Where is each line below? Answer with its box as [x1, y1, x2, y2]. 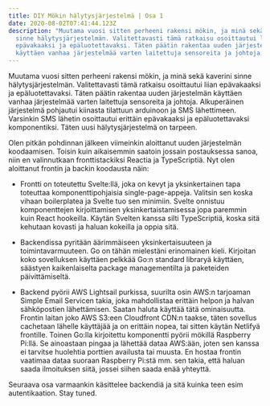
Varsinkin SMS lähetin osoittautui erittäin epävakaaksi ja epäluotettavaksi [8, 114, 250, 123]
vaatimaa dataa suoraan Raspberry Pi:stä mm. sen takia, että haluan [19, 355, 245, 365]
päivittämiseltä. [19, 272, 71, 281]
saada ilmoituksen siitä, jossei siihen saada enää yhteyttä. [19, 364, 211, 374]
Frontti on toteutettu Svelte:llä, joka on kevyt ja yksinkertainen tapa [19, 179, 241, 189]
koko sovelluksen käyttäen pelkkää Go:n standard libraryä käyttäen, [19, 255, 244, 264]
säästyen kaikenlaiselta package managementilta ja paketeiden [19, 263, 229, 273]
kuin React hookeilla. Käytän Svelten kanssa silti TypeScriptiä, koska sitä [19, 214, 260, 223]
